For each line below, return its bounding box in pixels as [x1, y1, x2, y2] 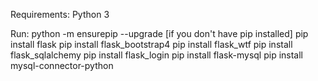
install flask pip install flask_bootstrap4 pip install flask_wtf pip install [10, 39, 293, 50]
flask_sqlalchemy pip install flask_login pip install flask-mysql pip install [10, 49, 303, 61]
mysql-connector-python [10, 60, 114, 71]
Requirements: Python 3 [10, 9, 110, 20]
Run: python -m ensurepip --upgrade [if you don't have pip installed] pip [10, 28, 309, 39]
